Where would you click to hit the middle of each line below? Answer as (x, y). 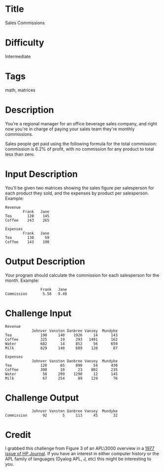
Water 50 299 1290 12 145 (62, 374)
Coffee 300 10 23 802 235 (62, 370)
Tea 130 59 (27, 237)
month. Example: (22, 280)
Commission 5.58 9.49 (36, 294)
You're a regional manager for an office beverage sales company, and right (81, 123)
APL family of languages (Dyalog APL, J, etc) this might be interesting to (78, 459)
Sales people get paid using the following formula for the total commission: (81, 144)
